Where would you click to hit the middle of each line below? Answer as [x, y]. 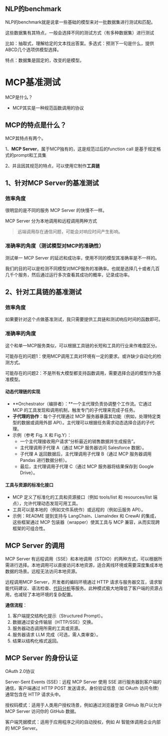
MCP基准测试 [33, 82]
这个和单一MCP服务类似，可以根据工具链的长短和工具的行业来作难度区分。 [82, 345]
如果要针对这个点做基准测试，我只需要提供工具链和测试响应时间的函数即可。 [84, 319]
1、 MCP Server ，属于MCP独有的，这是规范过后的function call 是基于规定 [81, 149]
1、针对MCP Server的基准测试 [52, 183]
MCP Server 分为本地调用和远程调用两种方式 [51, 221]
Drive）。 [29, 472]
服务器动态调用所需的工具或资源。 [47, 628]
